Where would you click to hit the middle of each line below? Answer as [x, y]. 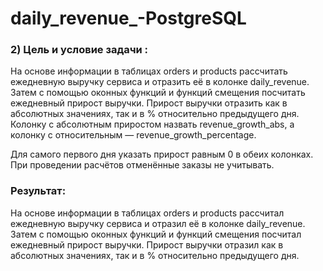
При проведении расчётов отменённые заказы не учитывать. [142, 165]
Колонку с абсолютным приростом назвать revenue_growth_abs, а [152, 124]
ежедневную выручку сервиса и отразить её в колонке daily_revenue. [160, 82]
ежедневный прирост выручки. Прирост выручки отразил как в [147, 244]
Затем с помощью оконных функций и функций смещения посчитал [156, 234]
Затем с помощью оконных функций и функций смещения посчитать [158, 93]
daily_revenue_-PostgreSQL [128, 18]
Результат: [38, 191]
